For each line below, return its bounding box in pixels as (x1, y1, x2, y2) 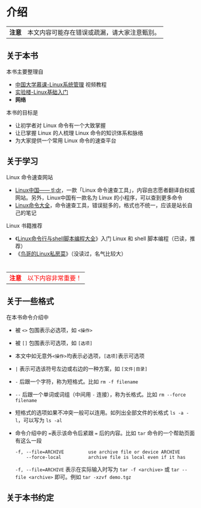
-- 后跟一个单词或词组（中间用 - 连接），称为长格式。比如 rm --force (14, 391, 186, 398)
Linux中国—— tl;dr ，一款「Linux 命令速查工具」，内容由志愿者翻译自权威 (14, 186, 195, 194)
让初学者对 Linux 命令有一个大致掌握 (14, 122, 106, 129)
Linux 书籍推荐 (6, 222, 43, 229)
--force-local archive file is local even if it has (26, 454, 186, 460)
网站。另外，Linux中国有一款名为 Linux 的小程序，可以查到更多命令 (14, 194, 183, 201)
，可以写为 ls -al (18, 416, 62, 424)
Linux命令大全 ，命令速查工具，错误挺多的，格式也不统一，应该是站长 (14, 201, 188, 209)
